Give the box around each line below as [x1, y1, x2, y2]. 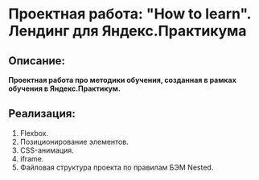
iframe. [19, 153, 44, 163]
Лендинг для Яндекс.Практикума [8, 22, 247, 40]
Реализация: [8, 107, 76, 121]
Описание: [8, 54, 66, 67]
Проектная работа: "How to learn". [8, 5, 252, 23]
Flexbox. [19, 128, 49, 137]
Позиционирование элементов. [19, 137, 129, 146]
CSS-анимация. [19, 145, 74, 155]
